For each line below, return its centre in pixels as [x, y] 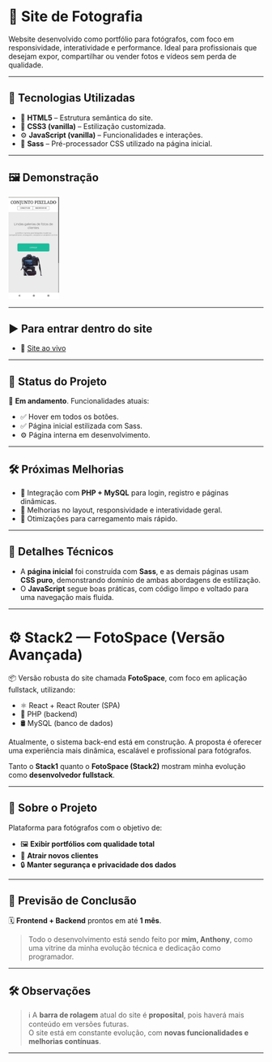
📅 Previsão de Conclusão [72, 900]
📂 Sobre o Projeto [53, 808]
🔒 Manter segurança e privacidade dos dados [98, 865]
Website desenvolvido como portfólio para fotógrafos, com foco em [121, 39]
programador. [51, 956]
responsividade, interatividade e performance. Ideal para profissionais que [133, 47]
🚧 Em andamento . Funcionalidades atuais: [79, 401]
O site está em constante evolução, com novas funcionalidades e [138, 1033]
